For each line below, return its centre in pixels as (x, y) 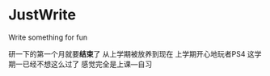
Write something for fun (48, 37)
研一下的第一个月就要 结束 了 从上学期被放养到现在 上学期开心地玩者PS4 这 (131, 53)
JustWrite (42, 15)
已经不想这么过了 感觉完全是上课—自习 (87, 64)
